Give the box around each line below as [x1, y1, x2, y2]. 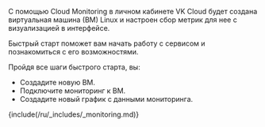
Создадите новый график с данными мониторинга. [19, 95, 194, 103]
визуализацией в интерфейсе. [8, 24, 110, 32]
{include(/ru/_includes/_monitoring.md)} [8, 110, 140, 119]
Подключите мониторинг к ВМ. [19, 86, 126, 95]
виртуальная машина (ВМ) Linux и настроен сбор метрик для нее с [8, 15, 238, 24]
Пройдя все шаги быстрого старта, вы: [8, 62, 140, 72]
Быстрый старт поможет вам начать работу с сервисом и [8, 39, 205, 48]
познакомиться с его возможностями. [8, 47, 139, 56]
